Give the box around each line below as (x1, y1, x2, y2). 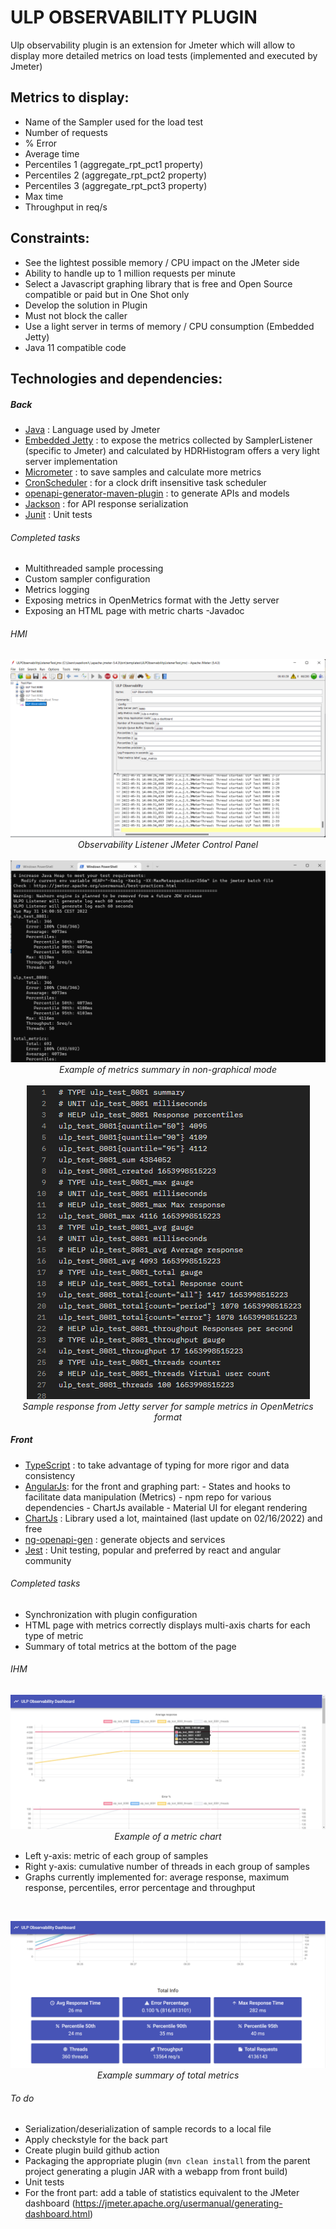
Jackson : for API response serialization (24, 497, 189, 510)
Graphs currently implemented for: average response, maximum (24, 1871, 290, 1883)
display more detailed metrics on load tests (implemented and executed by (10, 49, 318, 61)
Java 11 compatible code (24, 341, 127, 353)
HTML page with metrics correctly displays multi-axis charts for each (24, 1619, 311, 1631)
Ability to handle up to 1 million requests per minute (24, 267, 236, 279)
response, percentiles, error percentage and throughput (24, 1881, 256, 1893)
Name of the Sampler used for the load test (24, 116, 204, 128)
